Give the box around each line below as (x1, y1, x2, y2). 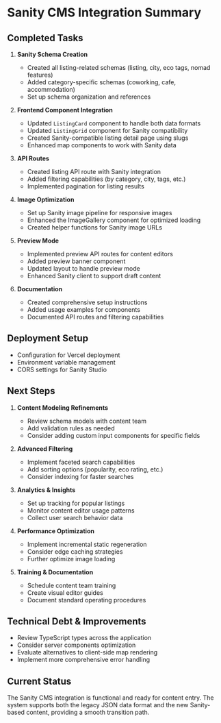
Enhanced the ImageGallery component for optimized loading (27, 216, 201, 224)
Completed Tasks (7, 32, 83, 44)
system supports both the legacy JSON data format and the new (7, 701, 189, 709)
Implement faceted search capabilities (27, 458, 135, 466)
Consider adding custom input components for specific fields (27, 431, 200, 439)
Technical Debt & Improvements (7, 615, 146, 628)
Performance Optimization (16, 526, 94, 535)
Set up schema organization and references (27, 93, 151, 101)
